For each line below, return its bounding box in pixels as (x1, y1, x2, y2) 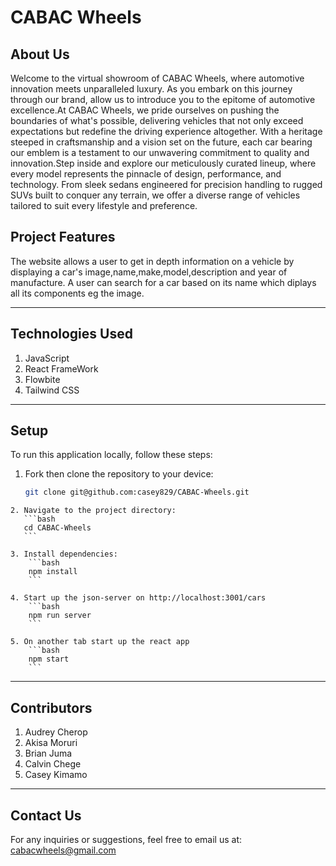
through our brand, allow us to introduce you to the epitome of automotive (10, 94, 316, 105)
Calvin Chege (24, 758, 82, 770)
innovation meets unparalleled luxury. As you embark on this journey (10, 83, 293, 95)
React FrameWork (24, 362, 99, 375)
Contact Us (10, 807, 82, 824)
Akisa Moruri (24, 737, 78, 749)
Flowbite (24, 373, 61, 385)
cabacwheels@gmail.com (10, 844, 117, 856)
